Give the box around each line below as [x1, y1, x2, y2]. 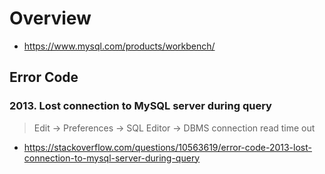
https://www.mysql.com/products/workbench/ [23, 40, 216, 52]
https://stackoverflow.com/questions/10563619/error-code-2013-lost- [23, 141, 312, 153]
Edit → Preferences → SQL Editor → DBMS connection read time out [33, 122, 316, 134]
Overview [9, 7, 92, 30]
